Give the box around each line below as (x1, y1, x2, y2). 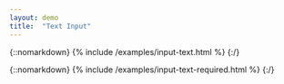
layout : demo (9, 13, 59, 23)
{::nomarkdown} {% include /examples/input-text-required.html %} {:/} (9, 64, 275, 75)
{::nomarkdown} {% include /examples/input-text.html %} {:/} (9, 46, 240, 57)
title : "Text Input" (9, 22, 92, 31)
